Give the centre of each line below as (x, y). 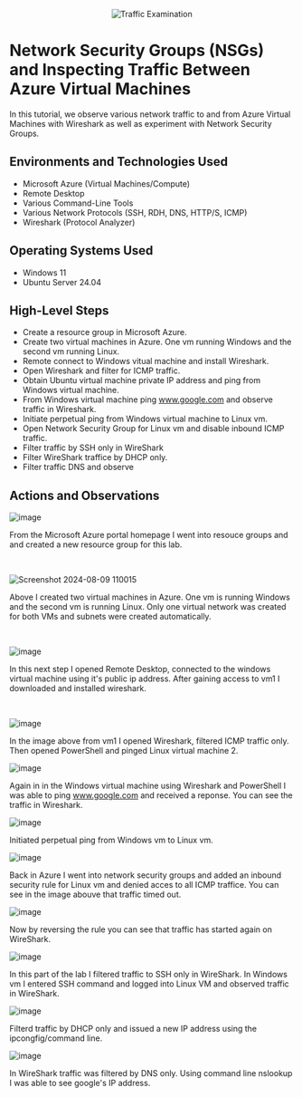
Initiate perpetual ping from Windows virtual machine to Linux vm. (145, 419)
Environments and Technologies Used (119, 162)
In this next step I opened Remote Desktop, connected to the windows (140, 669)
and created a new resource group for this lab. (96, 544)
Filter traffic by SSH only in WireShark (93, 447)
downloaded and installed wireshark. (78, 688)
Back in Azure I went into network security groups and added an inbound (146, 875)
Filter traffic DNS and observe (78, 467)
